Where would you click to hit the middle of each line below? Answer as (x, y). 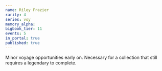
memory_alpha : (20, 24)
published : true (22, 43)
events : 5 (16, 33)
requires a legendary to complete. (41, 63)
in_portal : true (22, 39)
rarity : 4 (16, 15)
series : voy (18, 19)
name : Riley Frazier (27, 10)
